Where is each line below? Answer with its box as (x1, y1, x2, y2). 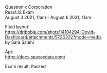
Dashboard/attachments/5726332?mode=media (5, 34, 102, 40)
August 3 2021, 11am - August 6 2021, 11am (5, 15, 91, 20)
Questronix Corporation (5, 4, 53, 10)
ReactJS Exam (5, 9, 34, 15)
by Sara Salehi (5, 39, 34, 45)
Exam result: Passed (5, 63, 46, 69)
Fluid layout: (5, 24, 30, 30)
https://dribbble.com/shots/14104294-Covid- (5, 29, 96, 35)
